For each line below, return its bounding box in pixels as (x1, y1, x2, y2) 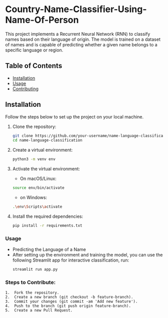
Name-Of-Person (5, 14, 79, 26)
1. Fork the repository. (5, 290, 59, 295)
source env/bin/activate (12, 185, 65, 190)
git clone (12, 133, 34, 138)
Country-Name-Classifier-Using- (5, 4, 147, 15)
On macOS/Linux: (20, 175, 57, 182)
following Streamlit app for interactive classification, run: (12, 257, 129, 263)
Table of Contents (5, 61, 63, 70)
